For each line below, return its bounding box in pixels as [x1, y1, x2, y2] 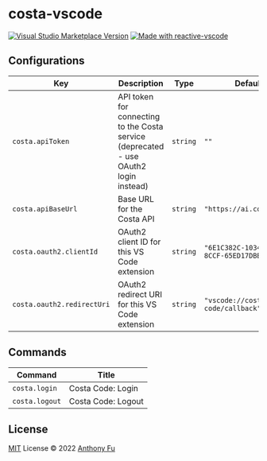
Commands [8, 346, 68, 359]
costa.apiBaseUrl [12, 204, 78, 213]
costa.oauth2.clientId [12, 247, 98, 256]
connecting [118, 110, 161, 122]
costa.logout [12, 397, 62, 405]
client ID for [118, 236, 161, 247]
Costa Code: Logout [68, 395, 145, 406]
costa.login [12, 383, 58, 393]
